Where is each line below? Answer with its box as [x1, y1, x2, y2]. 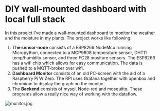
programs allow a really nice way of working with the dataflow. [12, 91, 138, 97]
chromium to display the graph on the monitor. [12, 80, 105, 86]
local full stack [5, 14, 66, 25]
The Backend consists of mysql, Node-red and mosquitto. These [12, 86, 142, 92]
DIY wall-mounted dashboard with [5, 3, 147, 15]
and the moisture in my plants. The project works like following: [5, 35, 132, 41]
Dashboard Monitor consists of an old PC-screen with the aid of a [12, 70, 145, 76]
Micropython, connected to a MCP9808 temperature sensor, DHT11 [12, 50, 147, 55]
